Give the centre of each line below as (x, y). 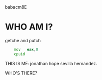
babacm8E (16, 7)
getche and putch (23, 40)
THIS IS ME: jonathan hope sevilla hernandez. (51, 63)
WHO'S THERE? (21, 73)
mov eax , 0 (26, 49)
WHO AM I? (29, 27)
